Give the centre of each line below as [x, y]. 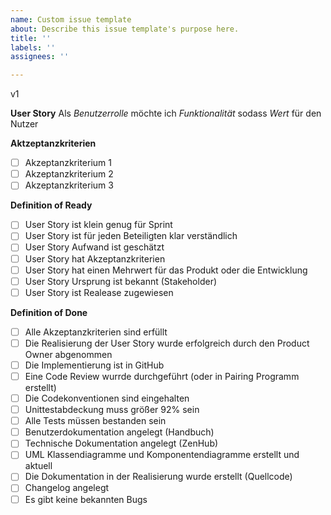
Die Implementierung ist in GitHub [94, 365]
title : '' [31, 38]
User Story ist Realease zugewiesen [99, 292]
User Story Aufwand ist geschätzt [94, 247]
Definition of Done [49, 312]
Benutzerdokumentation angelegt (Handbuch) [119, 432]
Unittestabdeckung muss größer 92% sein [112, 410]
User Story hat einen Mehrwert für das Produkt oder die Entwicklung [166, 270]
